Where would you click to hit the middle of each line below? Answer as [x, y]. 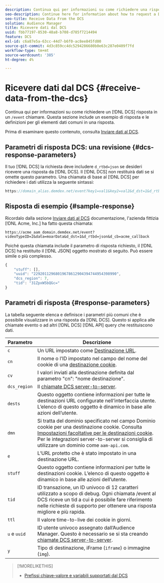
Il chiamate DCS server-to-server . [77, 387]
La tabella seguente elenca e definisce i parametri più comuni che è [73, 314]
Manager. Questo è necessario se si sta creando [93, 534]
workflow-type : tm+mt [27, 50]
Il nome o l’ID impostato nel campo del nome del [92, 358]
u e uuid [17, 534]
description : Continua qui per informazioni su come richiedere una [76, 10]
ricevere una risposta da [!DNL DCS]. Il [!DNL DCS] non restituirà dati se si [80, 172]
